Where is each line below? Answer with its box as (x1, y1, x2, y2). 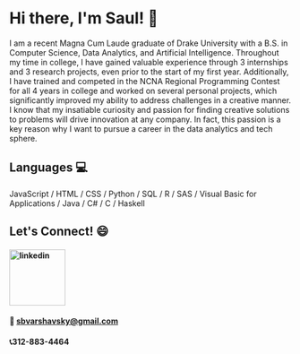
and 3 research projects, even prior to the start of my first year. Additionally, (9, 66, 289, 77)
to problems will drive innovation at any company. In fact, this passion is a (9, 114, 281, 125)
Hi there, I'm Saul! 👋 (9, 8, 159, 29)
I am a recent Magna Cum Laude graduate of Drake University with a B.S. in (9, 38, 288, 48)
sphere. (9, 133, 38, 143)
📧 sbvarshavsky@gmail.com (9, 315, 119, 326)
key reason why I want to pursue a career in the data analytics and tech (9, 123, 273, 134)
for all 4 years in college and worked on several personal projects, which (9, 85, 278, 96)
